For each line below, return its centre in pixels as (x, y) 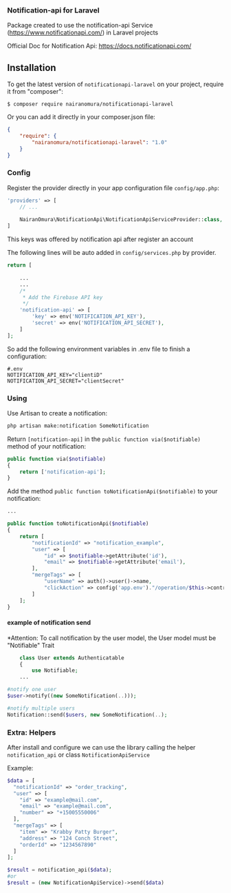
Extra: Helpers (32, 732)
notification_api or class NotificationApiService (78, 755)
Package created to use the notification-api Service (80, 25)
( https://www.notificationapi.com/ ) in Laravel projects (83, 32)
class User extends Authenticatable (72, 658)
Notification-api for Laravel (53, 10)
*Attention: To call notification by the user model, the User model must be (112, 638)
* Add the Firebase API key (63, 297)
